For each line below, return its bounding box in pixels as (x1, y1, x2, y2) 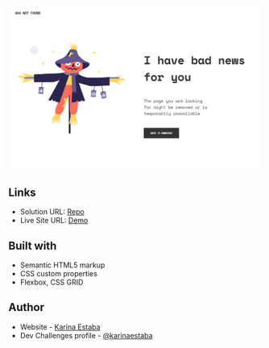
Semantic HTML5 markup (19, 260, 106, 270)
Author (8, 300, 44, 314)
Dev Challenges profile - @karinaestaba (19, 330, 153, 340)
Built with (8, 238, 57, 252)
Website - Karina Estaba (19, 321, 101, 332)
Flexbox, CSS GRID (19, 277, 84, 287)
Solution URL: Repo (19, 207, 85, 217)
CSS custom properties (19, 268, 98, 278)
